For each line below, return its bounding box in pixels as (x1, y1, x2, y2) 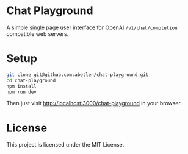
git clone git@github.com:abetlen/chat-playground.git (6, 71, 149, 78)
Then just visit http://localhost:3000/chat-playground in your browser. (6, 100, 182, 107)
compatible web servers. (6, 30, 69, 37)
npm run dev (6, 89, 37, 95)
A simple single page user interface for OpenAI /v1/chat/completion (6, 24, 178, 31)
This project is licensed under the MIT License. (6, 141, 125, 149)
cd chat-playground (6, 77, 56, 83)
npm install (6, 83, 37, 89)
